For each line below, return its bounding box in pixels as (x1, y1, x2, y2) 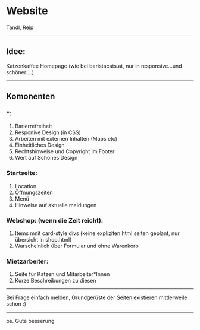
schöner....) (6, 68, 35, 75)
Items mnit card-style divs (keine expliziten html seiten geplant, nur (14, 230, 180, 237)
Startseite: (6, 169, 37, 177)
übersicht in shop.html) (14, 236, 72, 243)
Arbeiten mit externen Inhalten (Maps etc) (14, 135, 118, 142)
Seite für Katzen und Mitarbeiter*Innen (14, 271, 110, 278)
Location (14, 182, 37, 189)
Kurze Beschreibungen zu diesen (14, 277, 96, 284)
